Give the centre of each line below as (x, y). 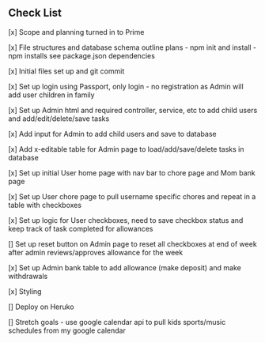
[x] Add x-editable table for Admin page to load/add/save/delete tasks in (126, 149)
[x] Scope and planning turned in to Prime (76, 32)
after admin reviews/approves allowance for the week (96, 252)
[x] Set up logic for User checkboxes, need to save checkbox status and (126, 220)
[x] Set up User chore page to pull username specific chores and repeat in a (132, 196)
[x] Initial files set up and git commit (66, 71)
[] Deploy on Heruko (41, 307)
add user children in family (51, 95)
